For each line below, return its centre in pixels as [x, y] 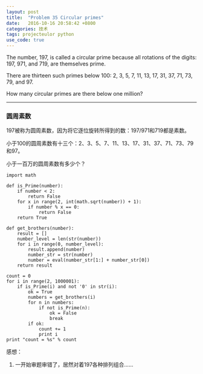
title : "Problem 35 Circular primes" [55, 18]
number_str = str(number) [61, 255]
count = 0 [19, 276]
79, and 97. [20, 82]
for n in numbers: [51, 303]
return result [35, 265]
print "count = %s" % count [42, 340]
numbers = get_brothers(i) [62, 298]
